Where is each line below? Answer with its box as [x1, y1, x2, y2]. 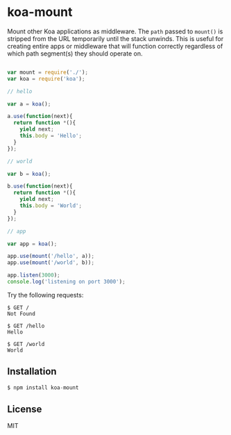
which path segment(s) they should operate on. [7, 49, 143, 58]
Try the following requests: [7, 290, 84, 299]
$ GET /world [7, 340, 45, 347]
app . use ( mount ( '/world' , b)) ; [7, 259, 95, 266]
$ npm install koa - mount [7, 384, 79, 391]
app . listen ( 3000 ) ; [7, 272, 60, 279]
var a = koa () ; [7, 100, 51, 108]
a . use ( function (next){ [7, 113, 73, 120]
